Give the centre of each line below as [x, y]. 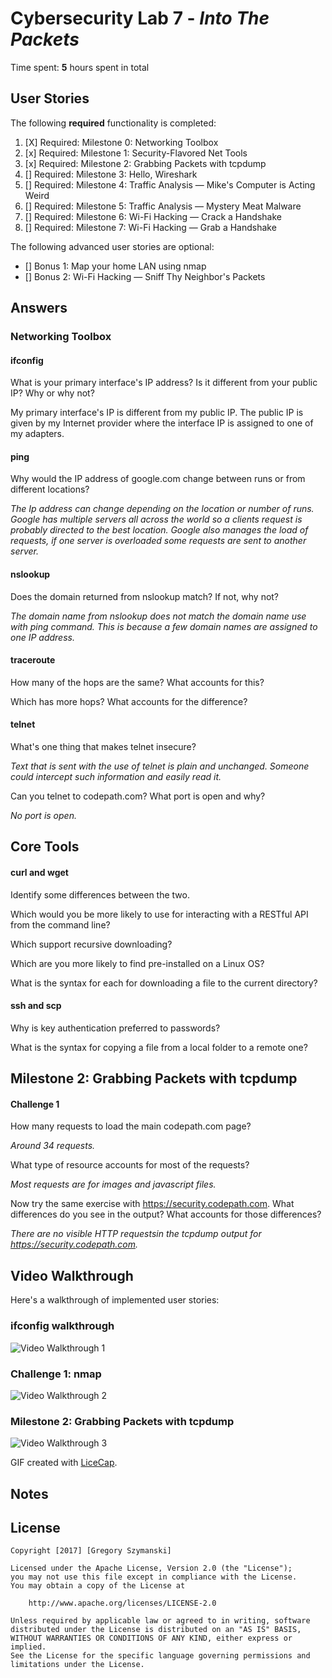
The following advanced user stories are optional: [112, 246]
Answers [39, 308]
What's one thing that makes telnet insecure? [103, 747]
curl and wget [39, 873]
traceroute [33, 660]
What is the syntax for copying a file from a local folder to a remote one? [159, 1047]
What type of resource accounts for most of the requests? [130, 1165]
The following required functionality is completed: [113, 123]
